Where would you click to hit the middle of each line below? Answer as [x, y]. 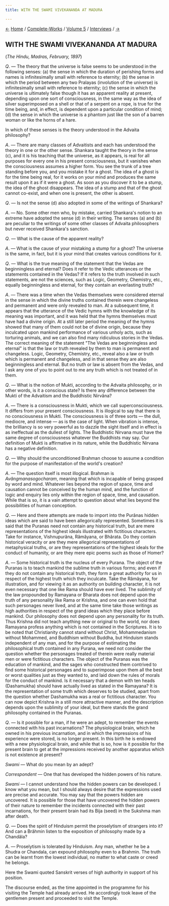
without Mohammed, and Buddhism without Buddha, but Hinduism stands [82, 638]
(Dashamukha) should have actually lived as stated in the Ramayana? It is [81, 686]
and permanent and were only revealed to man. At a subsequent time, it [79, 305]
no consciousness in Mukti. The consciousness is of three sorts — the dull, [83, 416]
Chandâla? [16, 837]
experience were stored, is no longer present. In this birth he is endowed [81, 739]
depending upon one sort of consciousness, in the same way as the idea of [83, 98]
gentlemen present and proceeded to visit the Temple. [62, 898]
